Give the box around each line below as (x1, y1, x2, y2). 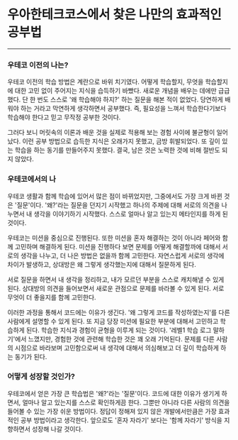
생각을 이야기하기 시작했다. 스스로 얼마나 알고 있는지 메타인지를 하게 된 (33, 209, 229, 218)
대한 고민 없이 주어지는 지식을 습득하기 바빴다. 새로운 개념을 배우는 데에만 (14, 87, 217, 95)
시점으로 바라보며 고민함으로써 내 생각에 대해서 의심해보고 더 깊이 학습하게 (14, 343, 220, 352)
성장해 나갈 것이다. (31, 424, 84, 433)
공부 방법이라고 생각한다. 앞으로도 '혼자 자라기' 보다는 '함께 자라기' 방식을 (20, 416, 223, 424)
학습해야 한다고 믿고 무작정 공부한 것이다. (7, 113, 121, 121)
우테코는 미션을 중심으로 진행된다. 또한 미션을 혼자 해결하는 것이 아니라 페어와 (7, 233, 221, 242)
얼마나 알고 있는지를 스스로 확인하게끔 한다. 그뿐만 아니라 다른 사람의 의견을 (22, 398, 230, 407)
